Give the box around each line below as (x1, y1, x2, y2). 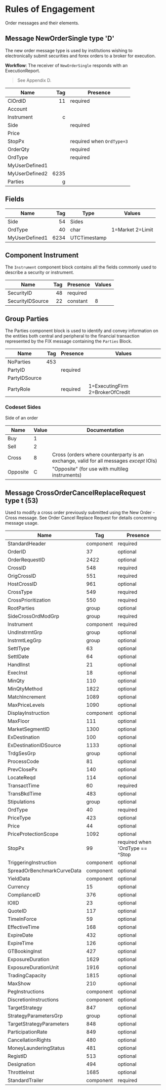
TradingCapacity (7, 972, 46, 979)
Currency (7, 884, 30, 890)
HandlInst (7, 661, 30, 668)
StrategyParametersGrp (7, 1013, 63, 1020)
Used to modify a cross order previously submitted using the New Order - (5, 510, 155, 516)
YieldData (7, 875, 31, 882)
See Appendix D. (17, 77, 52, 83)
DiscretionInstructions (7, 996, 59, 1003)
